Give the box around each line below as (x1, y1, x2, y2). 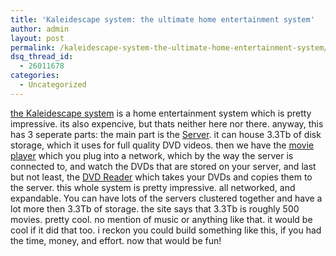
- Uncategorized (19, 80, 87, 90)
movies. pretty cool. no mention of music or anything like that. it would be (10, 213, 313, 225)
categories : (10, 71, 60, 81)
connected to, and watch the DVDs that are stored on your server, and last (10, 160, 317, 172)
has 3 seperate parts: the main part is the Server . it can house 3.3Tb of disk (10, 128, 322, 140)
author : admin (10, 24, 70, 34)
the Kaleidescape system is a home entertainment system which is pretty (10, 107, 312, 119)
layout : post (10, 33, 65, 43)
